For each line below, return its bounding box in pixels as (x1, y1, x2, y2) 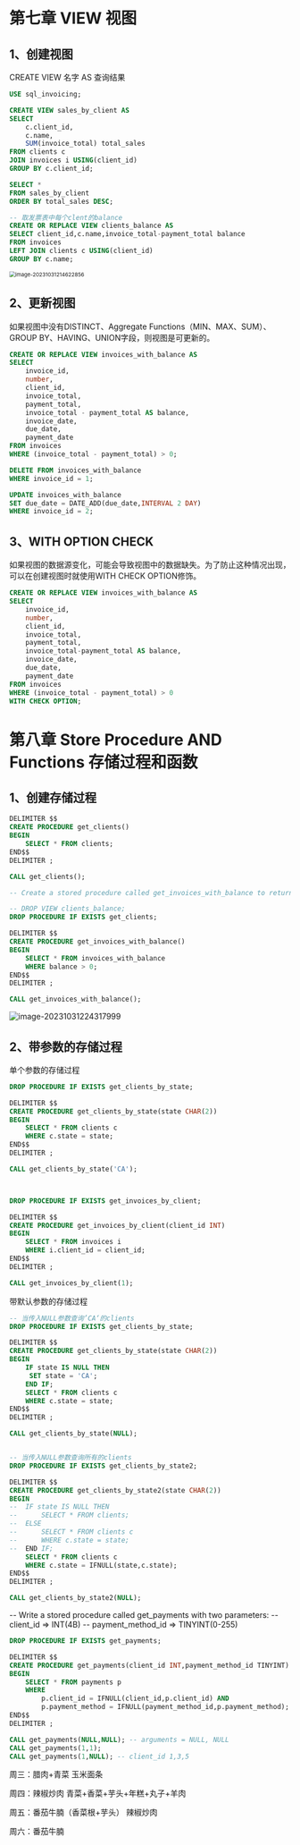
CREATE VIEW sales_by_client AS (9, 106, 129, 114)
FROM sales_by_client (9, 189, 90, 198)
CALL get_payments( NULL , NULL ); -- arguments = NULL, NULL (9, 1735, 229, 1744)
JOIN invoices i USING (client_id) (9, 156, 138, 165)
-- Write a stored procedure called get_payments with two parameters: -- (9, 1610, 279, 1621)
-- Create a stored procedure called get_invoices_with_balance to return (9, 888, 294, 897)
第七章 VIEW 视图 (9, 8, 137, 29)
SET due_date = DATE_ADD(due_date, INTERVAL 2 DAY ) (9, 498, 202, 508)
